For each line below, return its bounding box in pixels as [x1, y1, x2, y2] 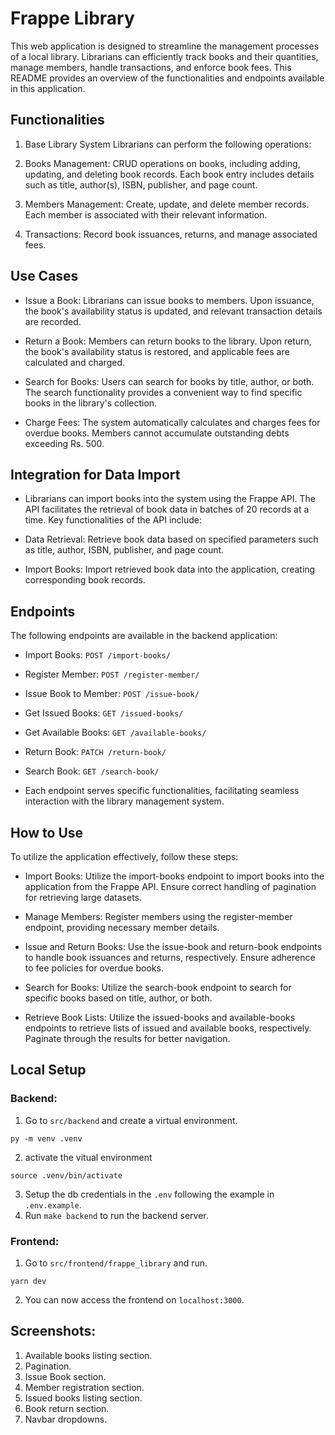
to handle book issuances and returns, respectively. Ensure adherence [24, 952, 316, 963]
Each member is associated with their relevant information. [24, 208, 268, 221]
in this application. [10, 82, 86, 94]
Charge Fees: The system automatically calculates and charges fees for [24, 416, 321, 428]
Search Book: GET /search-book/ [24, 765, 160, 777]
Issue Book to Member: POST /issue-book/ [24, 688, 200, 700]
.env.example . [24, 1198, 82, 1211]
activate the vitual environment [24, 1151, 153, 1163]
